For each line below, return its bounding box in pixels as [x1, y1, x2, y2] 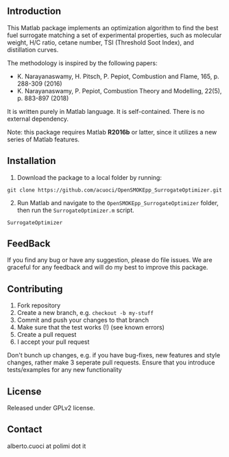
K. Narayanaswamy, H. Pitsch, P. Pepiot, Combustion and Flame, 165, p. [16, 72, 219, 80]
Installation [7, 155, 56, 167]
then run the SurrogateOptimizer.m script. [16, 206, 135, 214]
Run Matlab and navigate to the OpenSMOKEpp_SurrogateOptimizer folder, [16, 198, 219, 207]
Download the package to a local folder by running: [16, 173, 162, 181]
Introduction [7, 5, 62, 17]
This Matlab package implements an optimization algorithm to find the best [7, 23, 219, 32]
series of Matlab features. [7, 135, 80, 143]
